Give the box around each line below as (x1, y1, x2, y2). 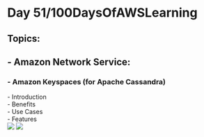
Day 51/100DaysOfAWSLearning (7, 5, 198, 21)
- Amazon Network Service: (7, 56, 131, 67)
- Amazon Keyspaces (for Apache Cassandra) (7, 76, 166, 86)
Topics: (7, 33, 40, 45)
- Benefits (7, 100, 36, 108)
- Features (7, 115, 37, 123)
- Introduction (7, 92, 47, 102)
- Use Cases (7, 108, 43, 116)
